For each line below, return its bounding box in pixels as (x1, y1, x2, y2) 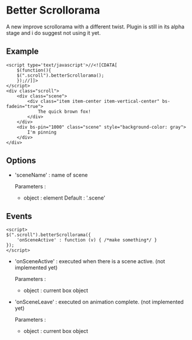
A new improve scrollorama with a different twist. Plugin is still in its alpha (6, 23, 185, 30)
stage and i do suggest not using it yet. (6, 29, 101, 36)
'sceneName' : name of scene (14, 171, 88, 178)
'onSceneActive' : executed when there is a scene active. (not (14, 258, 165, 265)
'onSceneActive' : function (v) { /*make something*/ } (17, 237, 158, 243)
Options (6, 156, 37, 166)
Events (6, 211, 32, 221)
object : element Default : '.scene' (23, 194, 106, 201)
